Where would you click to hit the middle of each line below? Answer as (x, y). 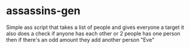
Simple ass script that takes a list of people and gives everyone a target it (95, 27)
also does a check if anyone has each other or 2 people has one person (94, 33)
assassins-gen (43, 11)
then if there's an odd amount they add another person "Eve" (80, 40)
